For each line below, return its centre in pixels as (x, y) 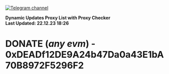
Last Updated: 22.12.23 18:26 (37, 23)
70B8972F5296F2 (45, 66)
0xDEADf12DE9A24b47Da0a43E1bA (84, 55)
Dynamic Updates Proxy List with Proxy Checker (58, 18)
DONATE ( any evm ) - (50, 44)
